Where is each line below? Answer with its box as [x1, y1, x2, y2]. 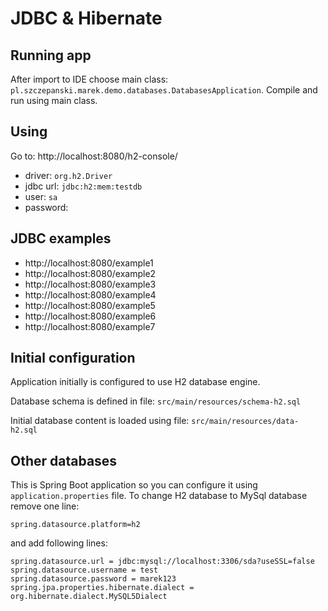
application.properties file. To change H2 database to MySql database [10, 490, 308, 502]
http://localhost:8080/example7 [24, 320, 156, 332]
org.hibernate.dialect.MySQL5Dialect [10, 592, 168, 602]
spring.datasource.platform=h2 [10, 520, 141, 530]
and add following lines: [10, 537, 108, 549]
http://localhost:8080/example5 [24, 299, 156, 311]
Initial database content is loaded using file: [10, 415, 190, 427]
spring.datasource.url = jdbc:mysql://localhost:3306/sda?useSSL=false [10, 557, 315, 567]
